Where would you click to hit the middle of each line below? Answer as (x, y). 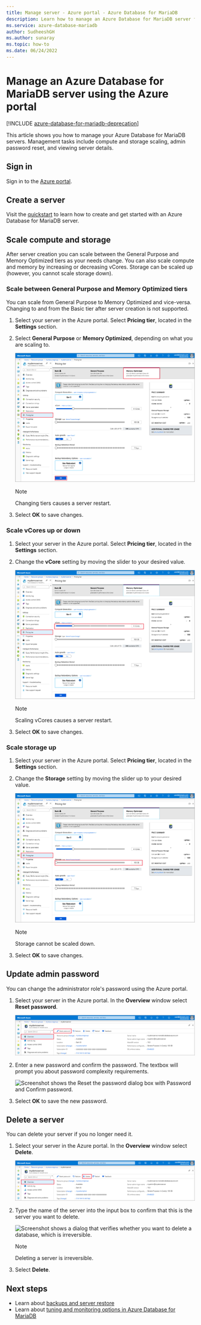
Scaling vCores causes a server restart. (63, 720)
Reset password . (36, 1007)
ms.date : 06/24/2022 (32, 51)
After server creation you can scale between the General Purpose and (92, 254)
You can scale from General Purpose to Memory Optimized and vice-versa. (99, 302)
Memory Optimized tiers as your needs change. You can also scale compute (100, 261)
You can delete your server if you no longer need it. (69, 1134)
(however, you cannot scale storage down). (60, 273)
